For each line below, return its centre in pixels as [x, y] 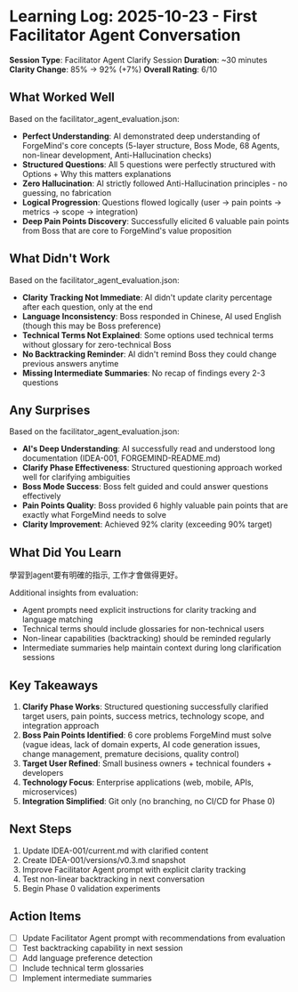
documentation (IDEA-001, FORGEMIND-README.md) [121, 458]
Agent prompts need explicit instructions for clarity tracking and [139, 610]
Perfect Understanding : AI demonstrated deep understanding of [141, 136]
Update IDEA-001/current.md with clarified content [115, 851]
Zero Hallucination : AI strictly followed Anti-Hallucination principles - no [154, 183]
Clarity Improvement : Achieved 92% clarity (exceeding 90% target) [147, 524]
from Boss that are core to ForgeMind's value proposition [127, 230]
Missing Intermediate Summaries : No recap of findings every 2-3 [144, 373]
